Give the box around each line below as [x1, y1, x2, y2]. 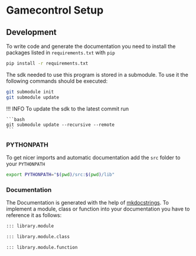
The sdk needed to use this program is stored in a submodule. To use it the [6, 71, 189, 78]
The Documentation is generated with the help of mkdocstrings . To [6, 199, 169, 206]
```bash [6, 116, 25, 122]
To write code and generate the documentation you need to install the [6, 43, 176, 50]
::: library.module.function [6, 244, 78, 250]
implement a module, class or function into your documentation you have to [6, 205, 190, 213]
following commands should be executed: [6, 77, 108, 85]
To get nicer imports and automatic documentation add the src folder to [6, 154, 181, 161]
